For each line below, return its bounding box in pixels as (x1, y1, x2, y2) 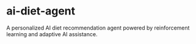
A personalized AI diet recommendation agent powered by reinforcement (6, 24, 190, 31)
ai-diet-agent (6, 4, 76, 18)
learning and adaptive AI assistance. (6, 30, 98, 37)
